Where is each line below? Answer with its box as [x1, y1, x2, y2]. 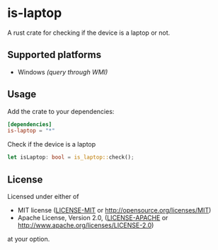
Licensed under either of [7, 193, 79, 200]
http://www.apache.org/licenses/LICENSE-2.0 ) [17, 221, 154, 229]
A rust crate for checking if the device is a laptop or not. [7, 28, 171, 37]
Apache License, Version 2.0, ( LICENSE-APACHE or [17, 214, 168, 222]
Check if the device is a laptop [7, 140, 96, 149]
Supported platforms [7, 49, 101, 61]
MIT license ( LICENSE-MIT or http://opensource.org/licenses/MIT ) [17, 206, 212, 214]
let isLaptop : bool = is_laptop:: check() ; [7, 154, 134, 161]
